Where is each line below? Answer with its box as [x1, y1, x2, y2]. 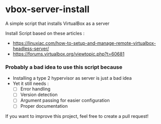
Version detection [20, 91, 58, 98]
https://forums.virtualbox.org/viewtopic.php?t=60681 [12, 51, 125, 57]
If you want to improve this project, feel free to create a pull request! [5, 113, 149, 119]
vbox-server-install [5, 4, 89, 15]
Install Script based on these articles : [5, 30, 85, 36]
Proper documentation [20, 103, 68, 109]
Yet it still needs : [12, 80, 49, 87]
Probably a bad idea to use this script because [5, 64, 123, 71]
